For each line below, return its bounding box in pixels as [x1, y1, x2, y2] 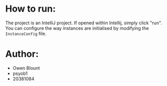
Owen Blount [12, 65, 40, 71]
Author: [5, 49, 39, 60]
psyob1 [12, 70, 28, 76]
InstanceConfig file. [5, 30, 47, 36]
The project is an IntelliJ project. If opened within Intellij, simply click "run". [5, 20, 162, 26]
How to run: [5, 3, 56, 15]
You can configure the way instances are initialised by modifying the [5, 25, 149, 31]
